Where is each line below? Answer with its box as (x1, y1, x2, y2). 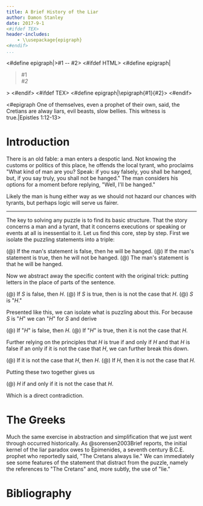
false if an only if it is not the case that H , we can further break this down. (6, 345, 189, 352)
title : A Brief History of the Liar (6, 8, 98, 15)
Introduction (6, 135, 70, 149)
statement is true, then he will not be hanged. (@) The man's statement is (6, 254, 189, 261)
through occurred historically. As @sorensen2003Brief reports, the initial (6, 439, 187, 447)
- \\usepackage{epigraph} (17, 37, 83, 43)
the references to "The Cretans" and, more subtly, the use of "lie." (6, 465, 170, 473)
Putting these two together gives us (6, 368, 95, 376)
